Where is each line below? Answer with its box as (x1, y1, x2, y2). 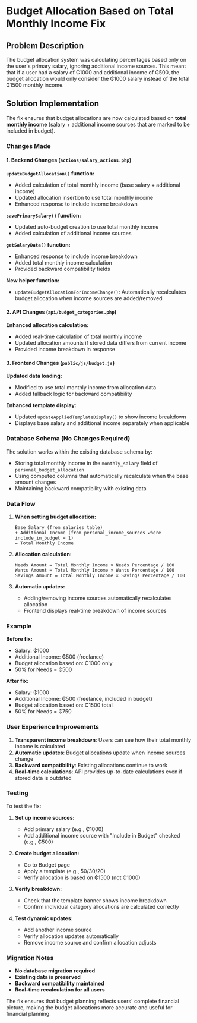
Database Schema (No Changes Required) (6, 435, 131, 443)
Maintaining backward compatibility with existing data (14, 484, 147, 492)
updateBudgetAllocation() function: (6, 169, 95, 177)
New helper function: (6, 276, 60, 284)
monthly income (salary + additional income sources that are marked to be (6, 121, 190, 128)
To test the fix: (6, 802, 42, 810)
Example (6, 622, 32, 630)
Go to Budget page (23, 861, 70, 868)
